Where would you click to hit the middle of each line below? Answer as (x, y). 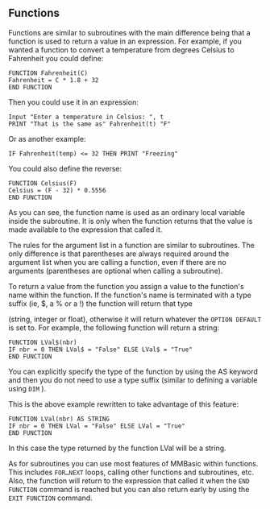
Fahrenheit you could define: (56, 58)
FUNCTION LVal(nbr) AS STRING (59, 419)
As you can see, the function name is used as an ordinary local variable (127, 212)
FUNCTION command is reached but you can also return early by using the (129, 489)
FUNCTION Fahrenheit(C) (48, 73)
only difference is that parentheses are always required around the (119, 254)
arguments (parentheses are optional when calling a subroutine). (116, 271)
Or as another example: (47, 139)
